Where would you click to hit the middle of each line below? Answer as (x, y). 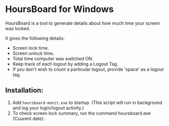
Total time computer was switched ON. (53, 58)
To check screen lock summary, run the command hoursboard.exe (82, 113)
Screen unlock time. (33, 53)
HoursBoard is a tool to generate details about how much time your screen (82, 23)
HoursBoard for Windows (60, 9)
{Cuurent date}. (29, 118)
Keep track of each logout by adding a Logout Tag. (65, 64)
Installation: (24, 91)
